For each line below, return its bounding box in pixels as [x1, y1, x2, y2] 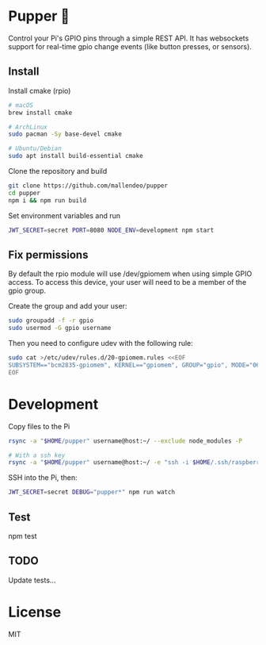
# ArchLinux [8, 123, 47, 131]
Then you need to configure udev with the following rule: [8, 339, 194, 348]
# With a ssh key [8, 451, 66, 459]
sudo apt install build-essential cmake [8, 152, 144, 160]
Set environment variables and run [8, 210, 121, 221]
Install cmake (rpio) [8, 86, 71, 95]
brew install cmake [8, 109, 73, 117]
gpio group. [8, 286, 46, 296]
